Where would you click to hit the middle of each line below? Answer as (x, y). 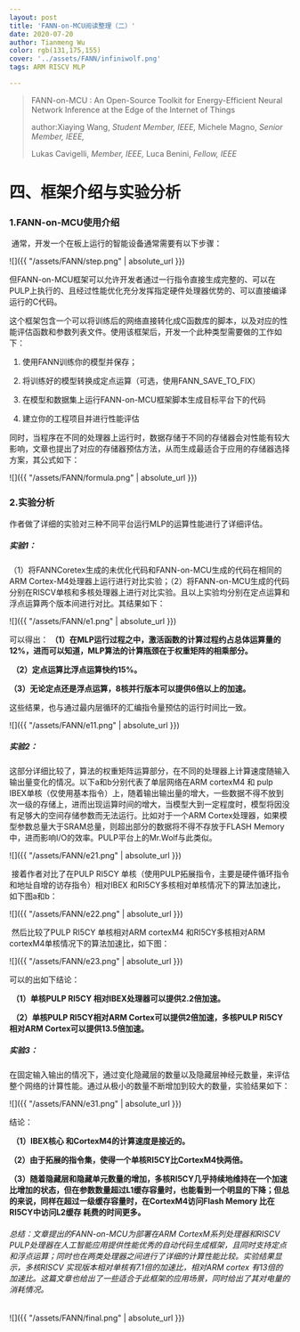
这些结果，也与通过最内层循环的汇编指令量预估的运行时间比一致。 (130, 707)
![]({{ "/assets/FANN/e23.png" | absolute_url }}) (96, 961)
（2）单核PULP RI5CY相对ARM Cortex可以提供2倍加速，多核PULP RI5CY (147, 1017)
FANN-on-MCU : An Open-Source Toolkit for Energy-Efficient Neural (157, 100)
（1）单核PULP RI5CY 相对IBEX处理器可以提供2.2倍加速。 (118, 998)
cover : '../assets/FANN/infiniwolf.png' (85, 59)
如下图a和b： (33, 896)
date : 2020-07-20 (41, 34)
